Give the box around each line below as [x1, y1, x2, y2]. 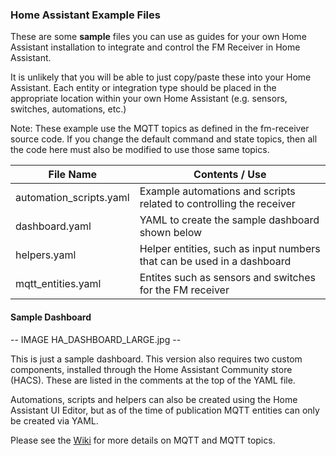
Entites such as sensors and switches [139, 271, 316, 285]
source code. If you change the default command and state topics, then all [10, 133, 318, 145]
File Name [48, 168, 98, 182]
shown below [139, 226, 203, 240]
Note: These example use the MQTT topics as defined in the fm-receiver [10, 123, 310, 135]
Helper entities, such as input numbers [139, 242, 321, 256]
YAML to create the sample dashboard [139, 213, 320, 227]
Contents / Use [193, 168, 267, 182]
